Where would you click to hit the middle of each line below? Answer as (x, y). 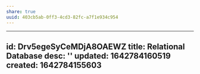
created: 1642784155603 (54, 65)
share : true (21, 12)
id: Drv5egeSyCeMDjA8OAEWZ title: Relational (96, 46)
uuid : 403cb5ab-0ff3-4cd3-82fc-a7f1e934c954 (62, 17)
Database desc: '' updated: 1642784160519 (88, 56)
